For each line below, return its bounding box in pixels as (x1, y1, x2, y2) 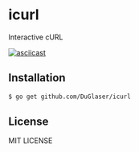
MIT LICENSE (8, 136, 53, 146)
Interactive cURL (8, 32, 63, 42)
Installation (8, 71, 66, 85)
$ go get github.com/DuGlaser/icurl (8, 92, 131, 101)
